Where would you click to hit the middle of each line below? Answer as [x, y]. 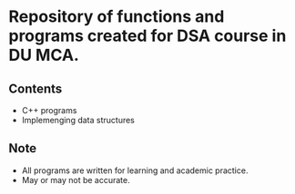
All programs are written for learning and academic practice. [135, 170]
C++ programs [49, 110]
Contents [36, 88]
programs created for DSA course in [147, 36]
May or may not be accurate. [76, 179]
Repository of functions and [117, 17]
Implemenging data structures [78, 120]
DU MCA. [44, 55]
